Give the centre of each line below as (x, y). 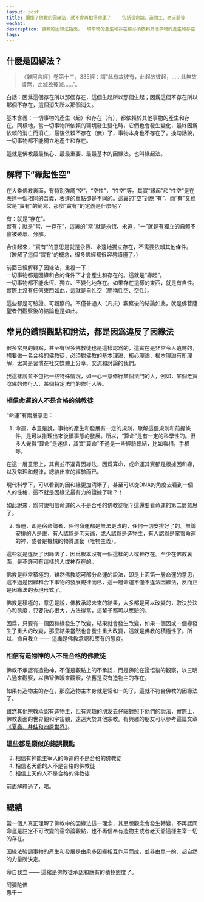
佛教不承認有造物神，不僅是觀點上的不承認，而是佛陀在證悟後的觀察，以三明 (102, 670)
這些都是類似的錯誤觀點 (40, 744)
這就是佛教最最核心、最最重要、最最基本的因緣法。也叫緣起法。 (86, 154)
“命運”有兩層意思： (30, 415)
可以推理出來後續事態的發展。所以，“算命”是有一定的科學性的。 (111, 436)
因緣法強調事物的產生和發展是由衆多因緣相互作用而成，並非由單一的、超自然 (102, 851)
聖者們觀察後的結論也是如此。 (43, 311)
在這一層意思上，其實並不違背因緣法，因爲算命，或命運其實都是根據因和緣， (102, 464)
